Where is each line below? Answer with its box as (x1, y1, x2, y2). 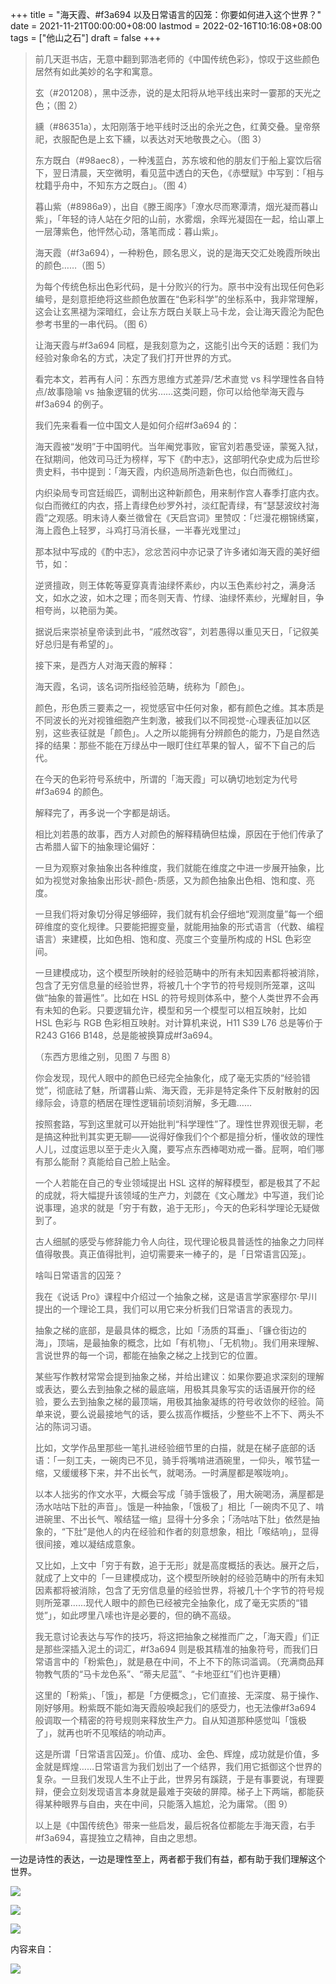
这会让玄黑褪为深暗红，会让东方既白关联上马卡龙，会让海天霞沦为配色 (34, 306, 325, 317)
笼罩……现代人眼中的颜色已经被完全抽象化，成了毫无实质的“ (52, 1597, 300, 1608)
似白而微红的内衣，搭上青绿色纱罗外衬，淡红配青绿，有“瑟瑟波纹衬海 (34, 499, 320, 511)
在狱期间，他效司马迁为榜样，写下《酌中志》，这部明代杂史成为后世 (34, 453, 312, 465)
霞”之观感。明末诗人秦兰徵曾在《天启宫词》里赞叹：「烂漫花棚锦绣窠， (34, 512, 324, 523)
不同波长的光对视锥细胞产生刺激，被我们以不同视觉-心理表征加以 (34, 714, 303, 726)
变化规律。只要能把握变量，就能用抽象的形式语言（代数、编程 (69, 921, 325, 932)
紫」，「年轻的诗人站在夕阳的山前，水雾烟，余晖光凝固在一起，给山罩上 (34, 213, 325, 225)
